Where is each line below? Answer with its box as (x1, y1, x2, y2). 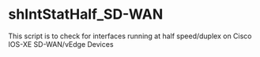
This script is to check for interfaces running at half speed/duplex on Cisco (8, 31, 252, 41)
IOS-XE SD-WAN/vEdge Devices (8, 39, 114, 48)
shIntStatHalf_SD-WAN (8, 5, 164, 23)
